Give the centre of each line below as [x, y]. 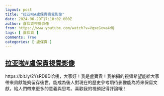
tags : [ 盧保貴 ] [22, 33]
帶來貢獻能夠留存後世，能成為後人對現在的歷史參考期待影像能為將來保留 [79, 82]
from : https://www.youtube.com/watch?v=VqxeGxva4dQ [60, 28]
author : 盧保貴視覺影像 [27, 24]
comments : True [21, 38]
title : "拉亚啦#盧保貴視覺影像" [35, 14]
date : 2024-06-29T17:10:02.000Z [39, 19]
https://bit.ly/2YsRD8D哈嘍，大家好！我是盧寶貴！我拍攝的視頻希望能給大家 [82, 76]
